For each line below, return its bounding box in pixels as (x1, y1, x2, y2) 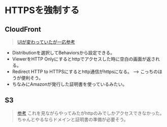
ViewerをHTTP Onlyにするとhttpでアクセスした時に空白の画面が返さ (12, 56, 156, 62)
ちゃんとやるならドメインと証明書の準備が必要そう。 (17, 116, 128, 122)
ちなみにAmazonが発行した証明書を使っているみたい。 (12, 81, 127, 87)
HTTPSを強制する (5, 5, 80, 16)
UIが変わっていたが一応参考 (17, 39, 76, 45)
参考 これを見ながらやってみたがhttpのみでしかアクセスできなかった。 (17, 110, 164, 116)
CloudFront (5, 25, 42, 33)
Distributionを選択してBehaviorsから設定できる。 (12, 50, 115, 55)
